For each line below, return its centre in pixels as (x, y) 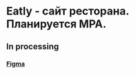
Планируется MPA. (57, 24)
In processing (33, 46)
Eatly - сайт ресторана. (67, 11)
